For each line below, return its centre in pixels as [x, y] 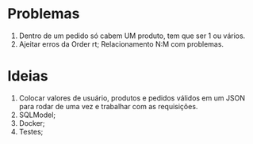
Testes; [31, 131]
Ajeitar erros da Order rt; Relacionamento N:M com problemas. [121, 44]
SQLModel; [37, 115]
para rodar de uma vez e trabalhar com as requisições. [108, 106]
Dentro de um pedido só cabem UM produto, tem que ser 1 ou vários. [132, 36]
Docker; [32, 123]
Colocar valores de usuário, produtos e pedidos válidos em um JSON [132, 98]
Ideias [28, 76]
